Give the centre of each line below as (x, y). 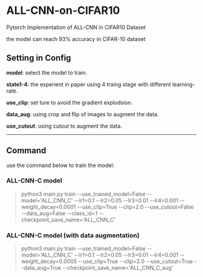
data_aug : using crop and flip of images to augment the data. (82, 114)
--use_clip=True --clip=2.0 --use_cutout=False (136, 207)
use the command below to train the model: (60, 165)
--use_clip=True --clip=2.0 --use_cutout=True (136, 261)
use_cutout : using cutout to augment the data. (64, 126)
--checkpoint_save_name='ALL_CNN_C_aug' (118, 268)
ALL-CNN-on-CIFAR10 (63, 11)
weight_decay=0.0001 (48, 207)
